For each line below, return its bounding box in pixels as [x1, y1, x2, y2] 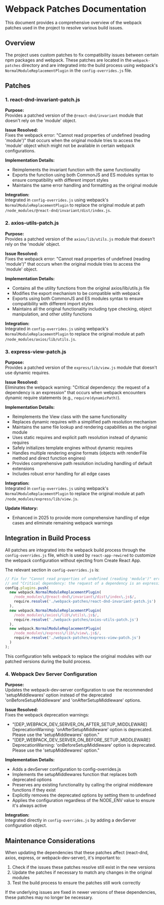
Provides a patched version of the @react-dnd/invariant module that [5, 112, 143, 118]
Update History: [5, 505, 38, 511]
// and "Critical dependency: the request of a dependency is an [5, 581, 141, 586]
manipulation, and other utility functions [12, 311, 93, 317]
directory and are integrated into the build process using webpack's [21, 62, 158, 68]
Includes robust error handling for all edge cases [12, 471, 110, 477]
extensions [12, 465, 35, 472]
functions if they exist [12, 787, 56, 793]
